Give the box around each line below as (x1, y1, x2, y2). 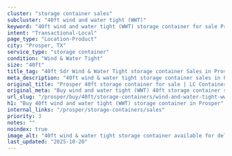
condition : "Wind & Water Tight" (7, 55, 104, 62)
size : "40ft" (7, 61, 45, 68)
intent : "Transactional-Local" (7, 29, 97, 37)
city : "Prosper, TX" (7, 42, 67, 49)
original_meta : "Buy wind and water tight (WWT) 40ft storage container (7, 87, 221, 94)
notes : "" (7, 119, 36, 126)
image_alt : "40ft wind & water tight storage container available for (7, 132, 215, 139)
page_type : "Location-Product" (7, 36, 97, 43)
